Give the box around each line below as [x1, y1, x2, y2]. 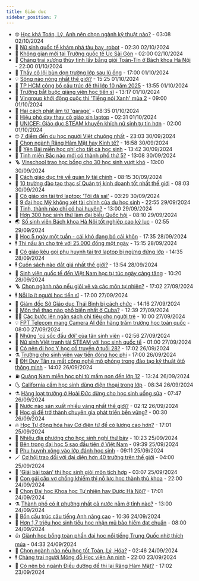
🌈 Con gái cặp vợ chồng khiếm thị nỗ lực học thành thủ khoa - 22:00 [14, 475, 183, 482]
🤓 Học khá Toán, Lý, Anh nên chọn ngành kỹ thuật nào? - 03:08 [14, 30, 171, 37]
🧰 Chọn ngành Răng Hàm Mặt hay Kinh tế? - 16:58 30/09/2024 [14, 139, 169, 146]
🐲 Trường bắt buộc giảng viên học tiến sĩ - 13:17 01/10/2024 [14, 88, 160, 95]
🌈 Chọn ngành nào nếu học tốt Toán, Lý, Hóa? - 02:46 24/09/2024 [14, 547, 178, 554]
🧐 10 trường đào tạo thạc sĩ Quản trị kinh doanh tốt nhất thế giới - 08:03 [14, 180, 190, 187]
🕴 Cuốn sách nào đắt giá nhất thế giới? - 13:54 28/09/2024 [14, 261, 158, 268]
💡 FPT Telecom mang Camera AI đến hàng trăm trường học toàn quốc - [14, 319, 190, 326]
